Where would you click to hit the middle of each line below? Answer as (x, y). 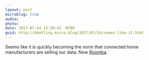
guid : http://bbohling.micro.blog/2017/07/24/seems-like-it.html (74, 33)
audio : (12, 19)
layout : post (19, 10)
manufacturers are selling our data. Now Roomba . (56, 52)
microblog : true (22, 14)
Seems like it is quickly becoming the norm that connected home (72, 47)
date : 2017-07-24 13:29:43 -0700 (40, 28)
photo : (12, 24)
